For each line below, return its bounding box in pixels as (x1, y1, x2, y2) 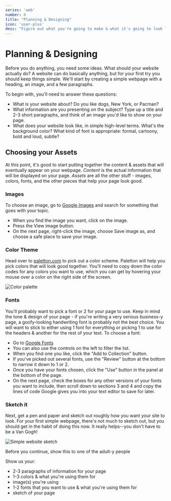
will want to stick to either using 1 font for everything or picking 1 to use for (5, 324, 162, 331)
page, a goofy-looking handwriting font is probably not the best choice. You (5, 319, 164, 325)
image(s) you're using (12, 479, 59, 485)
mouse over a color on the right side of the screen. (5, 274, 112, 280)
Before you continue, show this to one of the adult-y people (5, 449, 131, 455)
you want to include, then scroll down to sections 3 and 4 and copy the (12, 382, 162, 389)
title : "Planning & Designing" (5, 17, 72, 22)
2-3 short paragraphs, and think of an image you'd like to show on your (12, 112, 162, 118)
